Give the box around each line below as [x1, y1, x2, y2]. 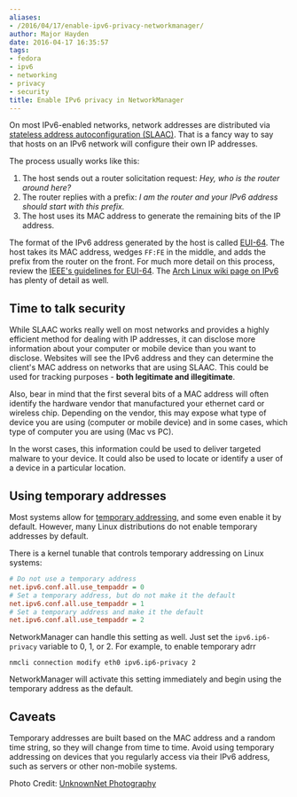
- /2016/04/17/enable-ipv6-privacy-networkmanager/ [9, 21, 204, 30]
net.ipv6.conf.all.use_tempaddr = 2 [9, 616, 145, 625]
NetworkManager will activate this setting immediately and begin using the [9, 674, 282, 684]
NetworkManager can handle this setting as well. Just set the [9, 632, 233, 643]
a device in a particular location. [9, 462, 127, 473]
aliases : [9, 12, 42, 22]
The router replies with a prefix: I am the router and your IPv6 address [21, 192, 278, 202]
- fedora [9, 54, 42, 63]
